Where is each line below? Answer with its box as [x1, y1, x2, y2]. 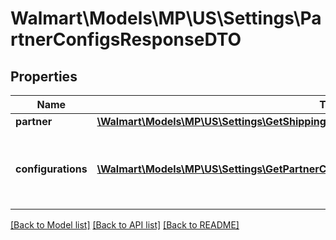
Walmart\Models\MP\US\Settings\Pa [10, 7, 322, 30]
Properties [10, 68, 78, 85]
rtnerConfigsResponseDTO [10, 28, 242, 51]
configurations [15, 162, 88, 176]
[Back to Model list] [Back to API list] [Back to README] [10, 219, 240, 231]
